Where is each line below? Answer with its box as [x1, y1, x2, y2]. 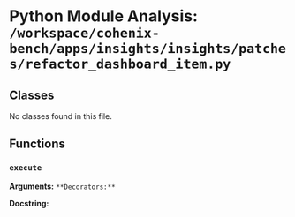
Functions [9, 137, 66, 152]
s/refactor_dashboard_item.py [9, 56, 231, 72]
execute [9, 163, 42, 173]
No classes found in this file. [9, 111, 112, 121]
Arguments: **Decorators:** [9, 181, 117, 191]
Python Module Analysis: [9, 6, 199, 26]
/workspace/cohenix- [9, 25, 161, 41]
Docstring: [9, 198, 49, 208]
